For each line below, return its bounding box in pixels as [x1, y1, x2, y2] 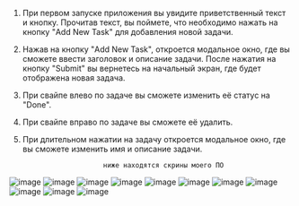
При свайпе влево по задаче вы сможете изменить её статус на [22, 90, 271, 100]
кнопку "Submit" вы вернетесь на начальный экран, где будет [22, 63, 262, 73]
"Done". [22, 99, 52, 110]
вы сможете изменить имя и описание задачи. [22, 143, 203, 154]
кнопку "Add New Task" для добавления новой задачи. [22, 27, 233, 37]
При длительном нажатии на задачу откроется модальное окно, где [22, 134, 286, 144]
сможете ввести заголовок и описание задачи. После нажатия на [22, 54, 277, 64]
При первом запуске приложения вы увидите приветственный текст [22, 8, 286, 18]
